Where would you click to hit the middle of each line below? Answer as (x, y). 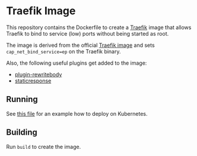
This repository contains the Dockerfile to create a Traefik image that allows (99, 27)
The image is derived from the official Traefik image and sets (81, 45)
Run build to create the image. (44, 147)
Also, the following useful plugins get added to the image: (77, 63)
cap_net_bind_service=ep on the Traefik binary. (63, 51)
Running (22, 99)
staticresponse (33, 81)
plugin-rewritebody (38, 74)
